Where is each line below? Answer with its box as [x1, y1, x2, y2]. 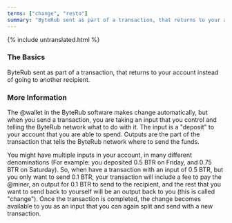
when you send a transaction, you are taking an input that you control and [7, 116, 217, 124]
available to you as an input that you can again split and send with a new [7, 202, 213, 211]
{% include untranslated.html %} [7, 35, 100, 43]
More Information [7, 92, 67, 102]
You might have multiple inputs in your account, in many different [7, 151, 192, 159]
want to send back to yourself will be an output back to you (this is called [7, 187, 215, 196]
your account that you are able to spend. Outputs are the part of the [7, 130, 200, 138]
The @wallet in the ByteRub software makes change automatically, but [7, 108, 209, 117]
